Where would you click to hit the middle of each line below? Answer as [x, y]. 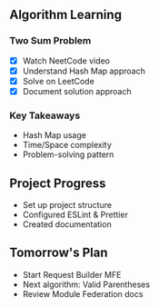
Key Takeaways [45, 115]
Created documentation [67, 224]
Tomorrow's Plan [59, 253]
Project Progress [58, 183]
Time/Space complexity [67, 145]
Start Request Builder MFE [72, 274]
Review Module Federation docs [83, 293]
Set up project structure [67, 205]
